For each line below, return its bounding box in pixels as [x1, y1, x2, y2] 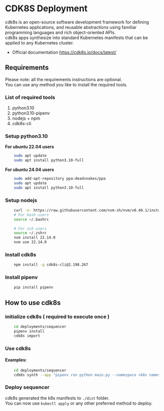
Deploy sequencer [5, 384, 50, 391]
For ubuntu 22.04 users [5, 144, 55, 150]
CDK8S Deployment [5, 3, 88, 14]
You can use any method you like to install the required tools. [5, 82, 128, 87]
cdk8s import [14, 333, 41, 338]
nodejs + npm [12, 115, 41, 121]
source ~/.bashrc [14, 217, 49, 222]
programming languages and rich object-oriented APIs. [5, 29, 116, 35]
